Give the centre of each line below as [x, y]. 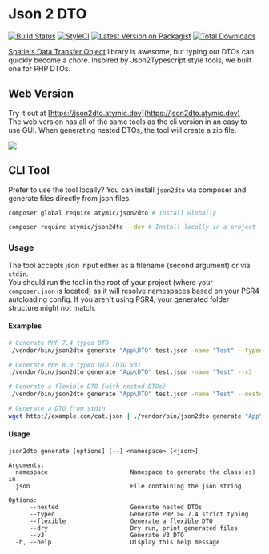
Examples [25, 326]
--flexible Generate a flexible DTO [121, 521]
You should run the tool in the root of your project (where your [111, 282]
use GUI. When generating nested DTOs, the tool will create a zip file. [122, 130]
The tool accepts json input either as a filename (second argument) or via [129, 265]
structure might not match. [52, 307]
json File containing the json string [128, 486]
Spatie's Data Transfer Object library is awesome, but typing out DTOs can [131, 51]
